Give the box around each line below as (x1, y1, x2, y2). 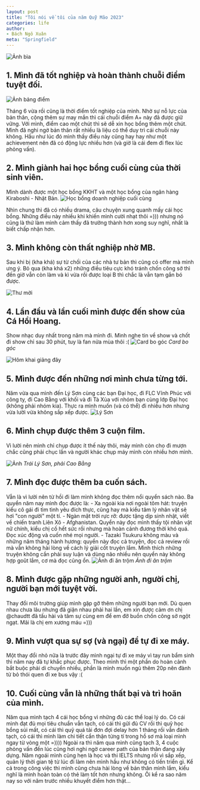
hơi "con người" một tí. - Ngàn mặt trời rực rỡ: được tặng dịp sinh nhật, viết (6, 512, 189, 519)
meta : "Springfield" (6, 37, 58, 43)
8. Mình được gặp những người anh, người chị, (6, 574, 180, 584)
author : (6, 25, 26, 32)
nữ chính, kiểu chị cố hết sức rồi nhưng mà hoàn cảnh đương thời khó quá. (6, 525, 189, 532)
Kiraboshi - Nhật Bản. (6, 194, 60, 201)
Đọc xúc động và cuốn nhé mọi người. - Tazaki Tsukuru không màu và (6, 531, 179, 538)
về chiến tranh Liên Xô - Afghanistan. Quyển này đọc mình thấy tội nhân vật (6, 518, 192, 526)
